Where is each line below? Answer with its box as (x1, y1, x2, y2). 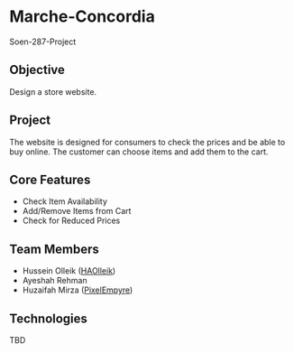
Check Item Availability (22, 196, 108, 207)
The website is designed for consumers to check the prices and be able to (9, 136, 286, 147)
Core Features (9, 172, 91, 187)
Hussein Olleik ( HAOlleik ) (22, 265, 116, 276)
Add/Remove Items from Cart (22, 206, 132, 217)
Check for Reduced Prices (22, 215, 121, 227)
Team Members (9, 241, 99, 256)
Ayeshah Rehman (22, 275, 87, 286)
